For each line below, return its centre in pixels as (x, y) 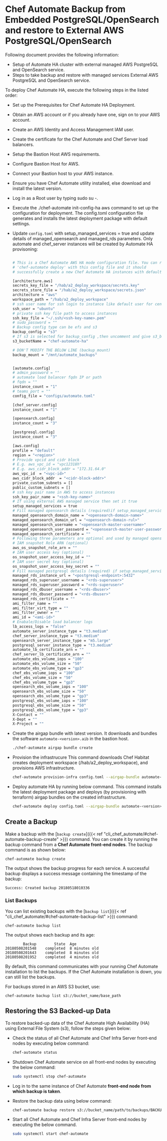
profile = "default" (34, 450)
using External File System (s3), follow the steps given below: (68, 1028)
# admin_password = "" (36, 373)
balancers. (23, 144)
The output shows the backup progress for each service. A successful (77, 868)
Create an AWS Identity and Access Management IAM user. (73, 129)
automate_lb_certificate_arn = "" (48, 650)
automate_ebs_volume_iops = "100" (48, 659)
